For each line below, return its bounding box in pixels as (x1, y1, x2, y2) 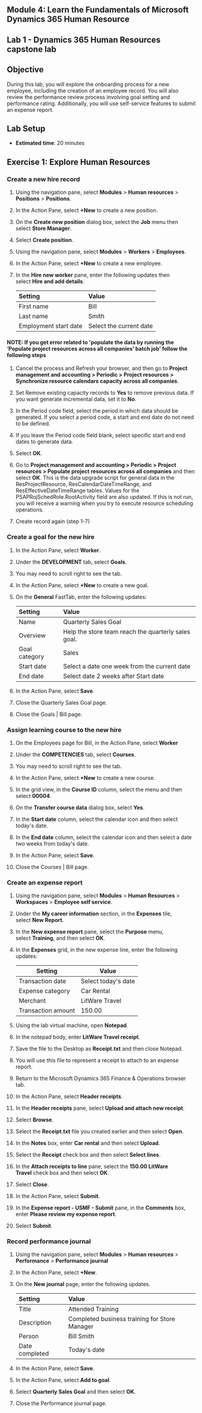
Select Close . (15, 1181, 49, 1188)
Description (18, 1319, 52, 1327)
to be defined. (15, 420, 50, 427)
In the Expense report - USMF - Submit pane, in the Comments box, (15, 1204, 186, 1211)
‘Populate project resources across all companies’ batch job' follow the (7, 345, 188, 352)
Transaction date (18, 977, 67, 986)
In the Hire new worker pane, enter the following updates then (15, 271, 170, 279)
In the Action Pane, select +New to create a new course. (15, 774, 155, 781)
